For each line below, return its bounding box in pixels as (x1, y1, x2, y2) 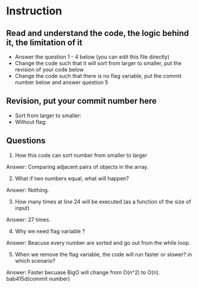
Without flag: (14, 118, 47, 125)
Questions (6, 136, 46, 146)
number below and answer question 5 (14, 79, 109, 86)
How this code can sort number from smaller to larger (14, 151, 148, 159)
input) (14, 204, 30, 211)
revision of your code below (14, 66, 84, 73)
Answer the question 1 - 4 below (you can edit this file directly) (14, 53, 170, 60)
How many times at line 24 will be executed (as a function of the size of (14, 198, 191, 205)
